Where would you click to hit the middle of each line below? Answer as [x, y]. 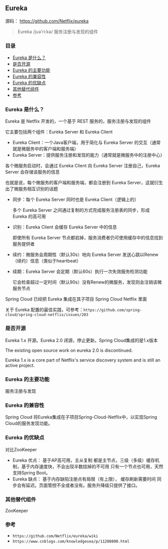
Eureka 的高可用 [29, 216]
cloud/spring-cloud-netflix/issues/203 [47, 315]
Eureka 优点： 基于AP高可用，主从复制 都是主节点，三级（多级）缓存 [84, 460]
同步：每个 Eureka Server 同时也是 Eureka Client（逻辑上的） [76, 199]
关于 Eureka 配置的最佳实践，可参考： [44, 310]
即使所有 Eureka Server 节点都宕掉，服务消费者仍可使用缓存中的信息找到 [88, 238]
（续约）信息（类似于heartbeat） [47, 261]
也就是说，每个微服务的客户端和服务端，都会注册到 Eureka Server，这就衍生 [84, 183]
